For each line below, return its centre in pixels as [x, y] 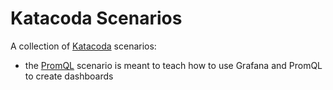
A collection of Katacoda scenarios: [83, 46]
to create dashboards [69, 76]
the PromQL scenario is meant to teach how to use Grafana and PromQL [173, 65]
